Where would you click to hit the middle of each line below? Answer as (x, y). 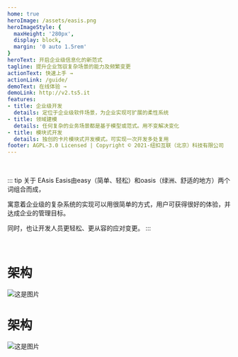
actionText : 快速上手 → (40, 73)
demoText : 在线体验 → (37, 86)
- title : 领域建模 (33, 119)
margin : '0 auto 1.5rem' (50, 47)
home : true (23, 14)
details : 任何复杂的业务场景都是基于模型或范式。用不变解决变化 (96, 126)
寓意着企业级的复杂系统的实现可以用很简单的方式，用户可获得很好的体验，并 (119, 204)
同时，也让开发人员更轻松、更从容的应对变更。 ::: (79, 228)
